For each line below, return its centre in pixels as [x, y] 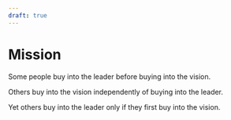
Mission [35, 54]
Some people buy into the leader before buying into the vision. [110, 77]
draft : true [28, 15]
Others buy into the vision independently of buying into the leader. [115, 92]
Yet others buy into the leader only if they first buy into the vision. [114, 107]
